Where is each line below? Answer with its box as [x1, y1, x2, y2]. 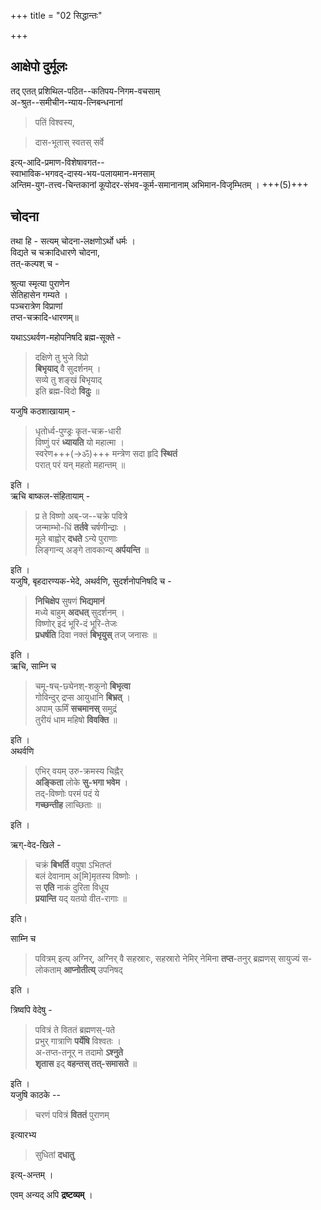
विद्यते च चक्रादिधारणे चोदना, [10, 246, 100, 258]
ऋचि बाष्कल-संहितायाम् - [10, 490, 91, 502]
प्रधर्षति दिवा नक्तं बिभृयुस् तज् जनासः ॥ [34, 628, 158, 640]
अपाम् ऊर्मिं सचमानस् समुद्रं [34, 702, 117, 714]
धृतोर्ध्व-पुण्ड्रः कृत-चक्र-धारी [34, 425, 122, 437]
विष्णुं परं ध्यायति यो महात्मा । [34, 436, 125, 448]
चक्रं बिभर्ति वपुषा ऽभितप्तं [34, 858, 112, 870]
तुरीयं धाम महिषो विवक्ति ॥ [34, 713, 118, 725]
